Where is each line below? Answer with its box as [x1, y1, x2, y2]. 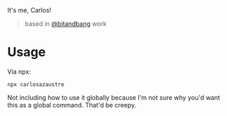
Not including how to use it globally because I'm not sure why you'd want [7, 93, 221, 101]
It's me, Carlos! [7, 6, 51, 14]
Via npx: [7, 67, 32, 76]
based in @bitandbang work [24, 20, 107, 27]
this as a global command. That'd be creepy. [7, 101, 137, 109]
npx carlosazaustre [7, 81, 65, 88]
